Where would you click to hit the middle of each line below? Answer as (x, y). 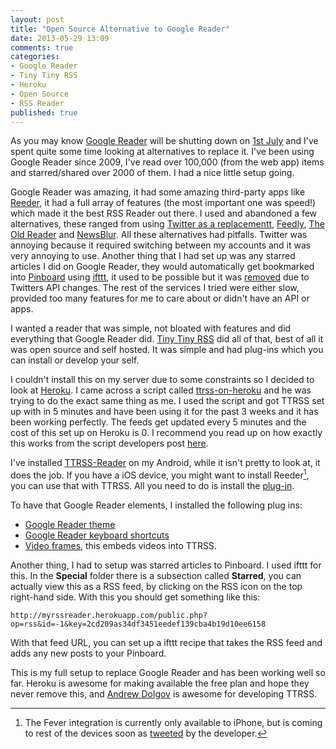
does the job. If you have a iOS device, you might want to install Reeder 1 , (160, 474)
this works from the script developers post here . (109, 443)
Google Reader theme (70, 525)
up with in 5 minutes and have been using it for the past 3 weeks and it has (164, 412)
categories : (35, 57)
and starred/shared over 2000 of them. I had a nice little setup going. (152, 173)
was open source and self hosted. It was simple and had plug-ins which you (167, 350)
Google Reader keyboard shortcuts (97, 535)
